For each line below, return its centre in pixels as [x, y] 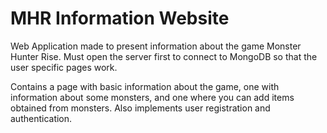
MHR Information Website [120, 18]
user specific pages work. [64, 67]
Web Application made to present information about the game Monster [156, 46]
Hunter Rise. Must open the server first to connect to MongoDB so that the [164, 56]
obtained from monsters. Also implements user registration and [140, 108]
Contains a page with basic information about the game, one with [145, 86]
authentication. [41, 118]
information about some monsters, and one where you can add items [152, 97]
